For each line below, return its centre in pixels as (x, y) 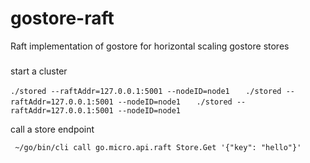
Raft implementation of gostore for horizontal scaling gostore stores (150, 46)
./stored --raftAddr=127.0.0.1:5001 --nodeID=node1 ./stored (146, 91)
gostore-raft (62, 18)
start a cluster (39, 71)
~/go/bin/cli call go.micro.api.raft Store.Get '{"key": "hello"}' (158, 147)
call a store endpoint (52, 129)
